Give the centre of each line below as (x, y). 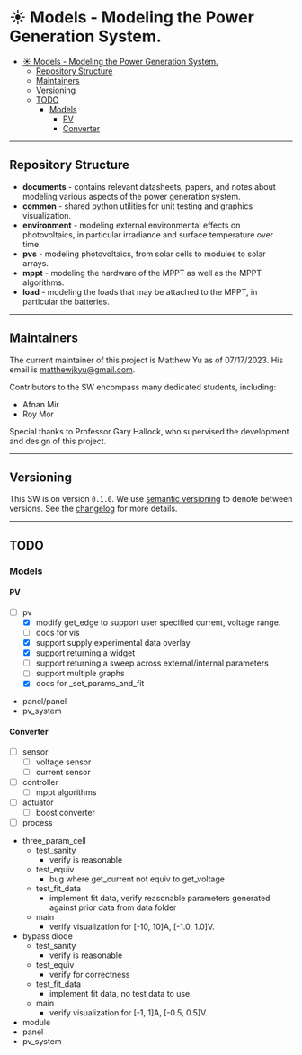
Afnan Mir (41, 404)
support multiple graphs (80, 674)
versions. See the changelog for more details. (93, 509)
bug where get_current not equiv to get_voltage (137, 879)
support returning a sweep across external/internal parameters (152, 663)
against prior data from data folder (113, 907)
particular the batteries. (66, 301)
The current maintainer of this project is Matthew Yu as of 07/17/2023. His (147, 360)
